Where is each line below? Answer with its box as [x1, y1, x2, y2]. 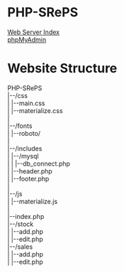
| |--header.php [7, 166, 53, 175]
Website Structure [7, 60, 118, 77]
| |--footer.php [7, 174, 50, 183]
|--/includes [7, 144, 43, 153]
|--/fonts [7, 122, 33, 130]
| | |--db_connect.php [7, 159, 71, 168]
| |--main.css [7, 99, 45, 107]
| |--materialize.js [7, 197, 58, 205]
